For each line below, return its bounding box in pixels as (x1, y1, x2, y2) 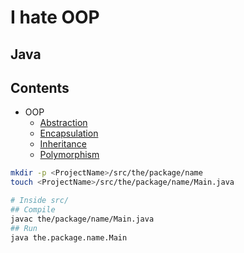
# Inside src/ (10, 196, 70, 206)
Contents (10, 79, 70, 96)
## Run (10, 223, 38, 233)
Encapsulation (39, 127, 99, 140)
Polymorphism (39, 149, 100, 161)
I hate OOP (10, 6, 100, 29)
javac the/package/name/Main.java (10, 214, 155, 224)
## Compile (10, 205, 56, 215)
